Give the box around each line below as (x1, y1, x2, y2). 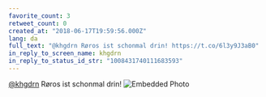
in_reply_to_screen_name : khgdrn (8, 49, 122, 57)
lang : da (8, 34, 38, 43)
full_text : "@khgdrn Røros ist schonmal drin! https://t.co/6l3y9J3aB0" (8, 42, 260, 50)
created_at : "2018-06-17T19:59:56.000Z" (8, 27, 148, 35)
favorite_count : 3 (8, 11, 71, 20)
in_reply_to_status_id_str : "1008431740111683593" (8, 57, 183, 65)
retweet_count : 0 (8, 19, 67, 27)
